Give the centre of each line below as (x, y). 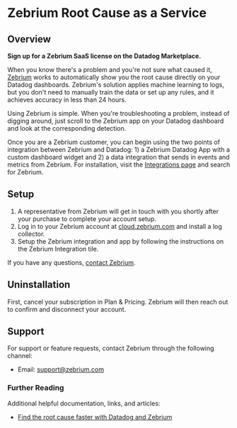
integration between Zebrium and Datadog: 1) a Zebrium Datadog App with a (118, 149)
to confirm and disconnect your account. (67, 309)
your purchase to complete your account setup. (87, 219)
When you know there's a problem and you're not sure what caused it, (110, 70)
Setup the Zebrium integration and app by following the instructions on (121, 241)
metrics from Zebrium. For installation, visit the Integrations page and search (119, 165)
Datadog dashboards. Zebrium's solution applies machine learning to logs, (116, 85)
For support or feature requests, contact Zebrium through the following (111, 348)
